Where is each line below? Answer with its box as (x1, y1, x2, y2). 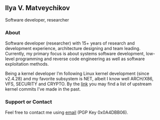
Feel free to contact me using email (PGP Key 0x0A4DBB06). (5, 110, 129, 116)
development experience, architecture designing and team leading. (5, 46, 141, 51)
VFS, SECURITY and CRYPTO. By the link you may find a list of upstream (5, 81, 152, 87)
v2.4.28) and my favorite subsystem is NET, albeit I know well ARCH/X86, (5, 76, 154, 82)
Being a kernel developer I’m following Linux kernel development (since (5, 71, 150, 76)
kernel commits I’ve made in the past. (5, 86, 81, 92)
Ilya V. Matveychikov (5, 4, 70, 12)
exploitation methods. (5, 61, 49, 67)
